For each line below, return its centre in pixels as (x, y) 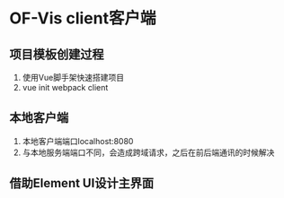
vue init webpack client (65, 87)
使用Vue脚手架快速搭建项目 (73, 77)
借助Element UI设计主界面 (82, 183)
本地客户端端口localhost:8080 (78, 141)
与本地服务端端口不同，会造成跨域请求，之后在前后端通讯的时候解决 (148, 152)
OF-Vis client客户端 (83, 18)
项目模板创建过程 (57, 54)
